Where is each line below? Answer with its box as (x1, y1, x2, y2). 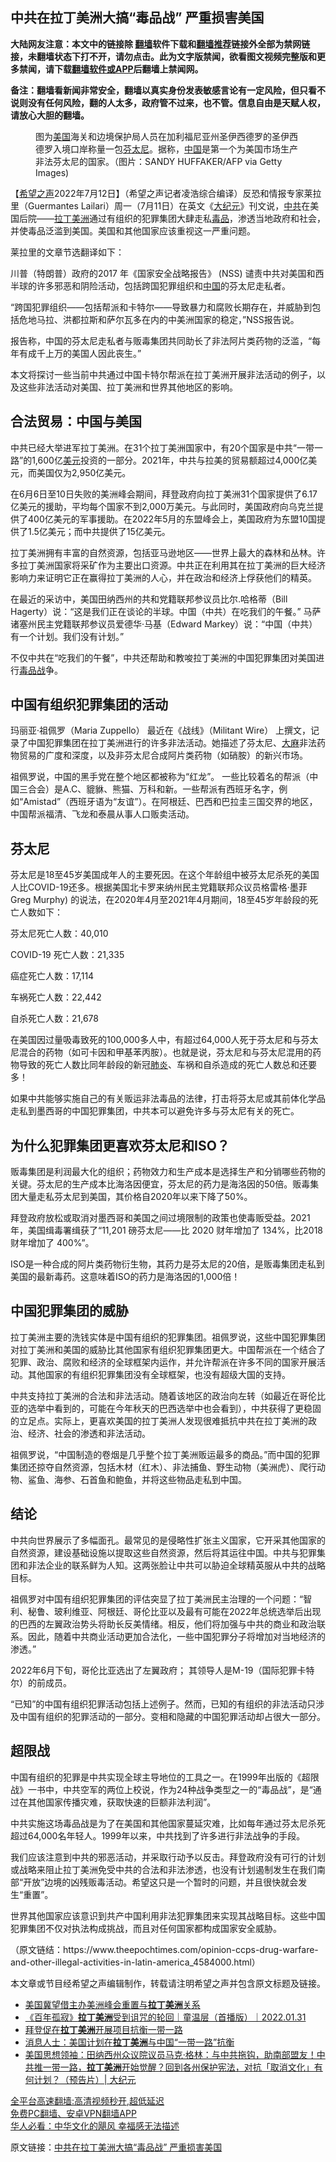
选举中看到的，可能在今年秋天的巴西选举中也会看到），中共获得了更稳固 (27, 1402, 322, 1414)
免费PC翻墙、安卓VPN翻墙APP (10, 2107, 137, 2119)
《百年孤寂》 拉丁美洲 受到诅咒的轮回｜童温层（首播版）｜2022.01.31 (24, 2011, 307, 2023)
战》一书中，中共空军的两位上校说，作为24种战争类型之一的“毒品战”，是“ (10, 1783, 313, 1795)
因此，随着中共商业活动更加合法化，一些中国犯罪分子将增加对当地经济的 (27, 1630, 326, 1642)
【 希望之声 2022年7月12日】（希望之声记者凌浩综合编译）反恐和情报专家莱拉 (10, 187, 322, 199)
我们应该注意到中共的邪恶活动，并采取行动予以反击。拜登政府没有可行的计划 (10, 1851, 326, 1863)
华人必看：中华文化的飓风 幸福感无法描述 (10, 2119, 180, 2132)
